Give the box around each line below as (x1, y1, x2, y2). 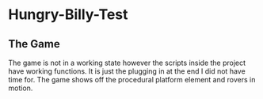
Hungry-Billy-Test (8, 6, 128, 24)
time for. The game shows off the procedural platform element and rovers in (8, 75, 256, 84)
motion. (8, 83, 33, 93)
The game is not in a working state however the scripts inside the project (8, 58, 246, 67)
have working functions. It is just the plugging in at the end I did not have (8, 67, 246, 76)
